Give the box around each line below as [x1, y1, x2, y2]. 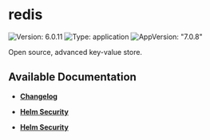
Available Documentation [8, 70, 137, 84]
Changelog [19, 91, 58, 101]
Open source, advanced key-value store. [8, 47, 142, 56]
